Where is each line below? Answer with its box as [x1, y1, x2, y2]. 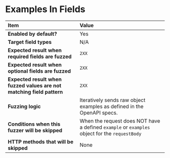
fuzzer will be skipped [8, 127, 62, 134]
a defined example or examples [79, 124, 150, 131]
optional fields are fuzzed [8, 67, 71, 74]
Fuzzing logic [8, 102, 41, 110]
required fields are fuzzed [8, 53, 72, 60]
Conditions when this [8, 120, 61, 127]
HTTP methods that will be [8, 138, 73, 145]
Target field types [8, 38, 52, 45]
